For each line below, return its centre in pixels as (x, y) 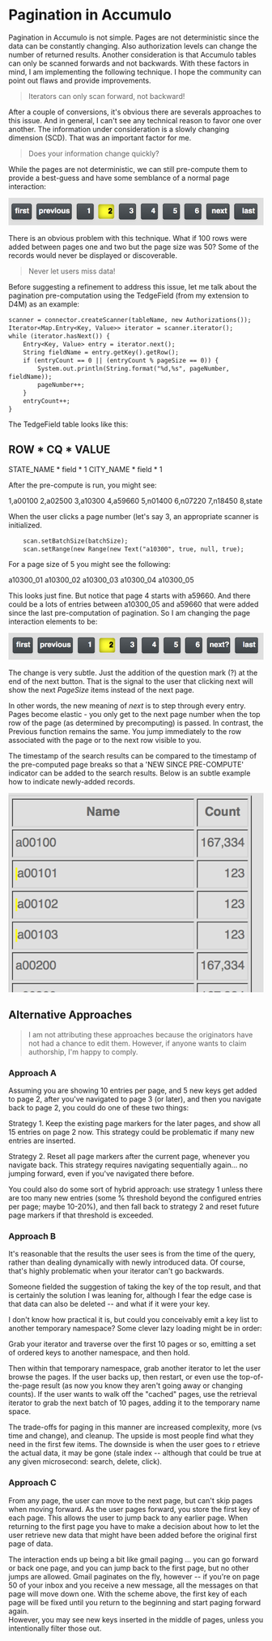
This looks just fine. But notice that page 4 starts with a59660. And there (130, 595)
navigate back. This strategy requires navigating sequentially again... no (128, 1165)
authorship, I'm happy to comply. (83, 1051)
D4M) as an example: (44, 304)
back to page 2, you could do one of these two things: (99, 1107)
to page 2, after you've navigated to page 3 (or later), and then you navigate (135, 1099)
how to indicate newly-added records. (72, 781)
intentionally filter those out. (55, 1628)
